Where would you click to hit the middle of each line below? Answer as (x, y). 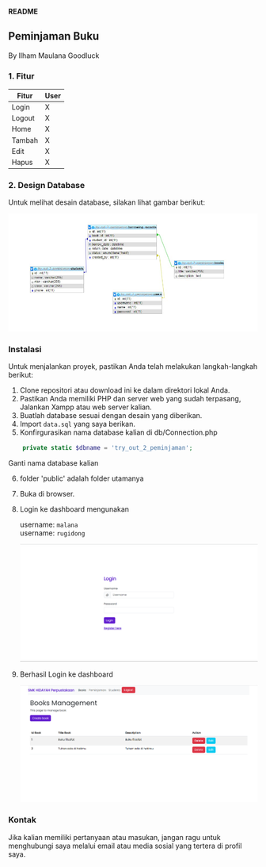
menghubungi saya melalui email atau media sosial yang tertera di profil (125, 846)
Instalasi (25, 349)
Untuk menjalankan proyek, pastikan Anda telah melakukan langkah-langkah (133, 366)
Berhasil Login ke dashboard (66, 674)
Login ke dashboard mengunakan (74, 509)
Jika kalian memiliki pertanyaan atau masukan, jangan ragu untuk (115, 837)
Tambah (25, 140)
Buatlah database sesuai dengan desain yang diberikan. (111, 416)
